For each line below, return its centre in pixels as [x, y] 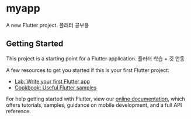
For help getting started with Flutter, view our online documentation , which [96, 99]
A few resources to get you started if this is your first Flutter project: [88, 70]
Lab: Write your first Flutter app [52, 81]
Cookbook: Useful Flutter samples [55, 87]
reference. [18, 111]
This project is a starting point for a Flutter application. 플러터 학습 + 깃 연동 [95, 58]
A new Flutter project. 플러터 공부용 [48, 25]
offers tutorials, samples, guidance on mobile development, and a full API [94, 105]
